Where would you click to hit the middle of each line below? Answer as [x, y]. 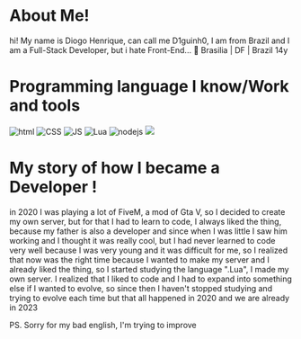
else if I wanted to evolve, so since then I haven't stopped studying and [141, 288]
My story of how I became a [115, 168]
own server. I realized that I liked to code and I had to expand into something [150, 279]
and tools [45, 106]
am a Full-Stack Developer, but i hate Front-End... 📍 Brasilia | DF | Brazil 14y [149, 49]
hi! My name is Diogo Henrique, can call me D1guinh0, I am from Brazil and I [150, 40]
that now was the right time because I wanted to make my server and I [139, 259]
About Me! [49, 16]
